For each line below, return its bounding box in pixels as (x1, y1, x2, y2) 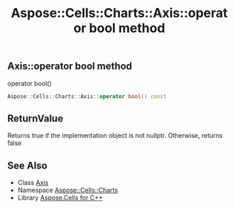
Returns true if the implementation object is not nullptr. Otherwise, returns (7, 132, 223, 140)
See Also (7, 159, 48, 171)
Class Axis (17, 178, 49, 187)
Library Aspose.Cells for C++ (17, 193, 103, 202)
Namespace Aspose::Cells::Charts (17, 186, 119, 195)
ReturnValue (7, 112, 64, 124)
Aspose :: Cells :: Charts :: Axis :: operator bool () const (7, 92, 167, 100)
